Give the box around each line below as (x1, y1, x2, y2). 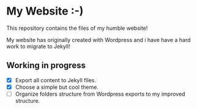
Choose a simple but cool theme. (15, 83, 99, 91)
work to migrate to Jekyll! (6, 43, 70, 50)
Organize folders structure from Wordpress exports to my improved (15, 90, 185, 97)
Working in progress (6, 60, 86, 71)
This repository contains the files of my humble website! (6, 24, 148, 32)
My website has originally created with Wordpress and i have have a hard (6, 36, 191, 43)
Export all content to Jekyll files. (15, 76, 97, 83)
